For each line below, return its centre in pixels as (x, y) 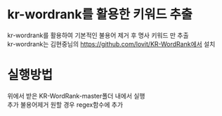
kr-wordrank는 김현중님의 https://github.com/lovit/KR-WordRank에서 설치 (111, 44)
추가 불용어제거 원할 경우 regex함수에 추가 (65, 104)
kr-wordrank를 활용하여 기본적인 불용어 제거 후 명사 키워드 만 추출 (98, 35)
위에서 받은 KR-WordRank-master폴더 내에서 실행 (76, 96)
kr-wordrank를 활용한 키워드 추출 (100, 14)
